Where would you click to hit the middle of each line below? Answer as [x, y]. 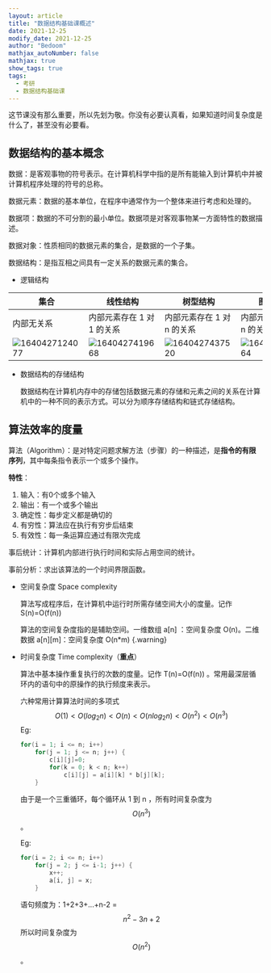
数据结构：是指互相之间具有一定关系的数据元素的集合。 [100, 262]
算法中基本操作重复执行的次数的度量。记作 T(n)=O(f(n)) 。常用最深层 [135, 674]
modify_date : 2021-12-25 [50, 38]
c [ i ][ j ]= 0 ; [68, 760]
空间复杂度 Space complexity [69, 587]
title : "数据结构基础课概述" [52, 23]
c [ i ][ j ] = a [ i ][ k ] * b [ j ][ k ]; [114, 775]
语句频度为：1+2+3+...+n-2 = [69, 904]
